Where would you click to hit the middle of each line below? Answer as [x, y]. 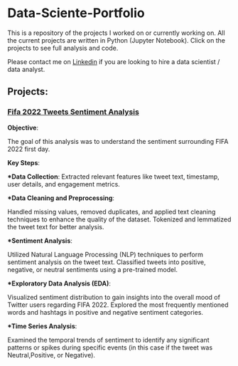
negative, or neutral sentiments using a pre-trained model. [92, 269]
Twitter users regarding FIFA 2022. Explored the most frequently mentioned [118, 305]
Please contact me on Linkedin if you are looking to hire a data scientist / [114, 61]
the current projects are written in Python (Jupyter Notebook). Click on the [117, 40]
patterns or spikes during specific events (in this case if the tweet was [110, 347]
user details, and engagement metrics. [64, 184]
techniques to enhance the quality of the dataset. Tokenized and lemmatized [119, 219]
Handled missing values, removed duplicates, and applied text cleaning [112, 211]
